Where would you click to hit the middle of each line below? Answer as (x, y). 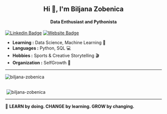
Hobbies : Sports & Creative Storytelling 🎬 (56, 56)
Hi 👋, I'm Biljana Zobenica (83, 9)
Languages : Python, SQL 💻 (42, 48)
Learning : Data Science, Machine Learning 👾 (59, 42)
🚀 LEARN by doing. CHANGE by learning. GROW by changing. (70, 107)
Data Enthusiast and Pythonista (83, 22)
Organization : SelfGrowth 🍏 (42, 62)
